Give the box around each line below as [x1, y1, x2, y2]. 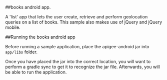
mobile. [5, 24, 21, 30]
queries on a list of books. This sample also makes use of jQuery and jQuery [5, 19, 162, 25]
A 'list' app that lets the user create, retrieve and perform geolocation [5, 14, 148, 19]
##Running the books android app [5, 34, 76, 40]
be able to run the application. [5, 69, 67, 75]
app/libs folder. [5, 49, 37, 55]
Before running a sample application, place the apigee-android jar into [5, 44, 149, 49]
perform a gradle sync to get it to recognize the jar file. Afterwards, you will [5, 64, 160, 70]
